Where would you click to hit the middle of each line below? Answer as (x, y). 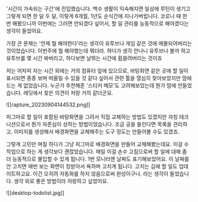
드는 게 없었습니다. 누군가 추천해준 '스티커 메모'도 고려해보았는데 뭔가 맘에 (91, 85)
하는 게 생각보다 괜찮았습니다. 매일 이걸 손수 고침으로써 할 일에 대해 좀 (107, 151)
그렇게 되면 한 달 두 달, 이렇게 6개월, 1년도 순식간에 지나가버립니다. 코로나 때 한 (97, 16)
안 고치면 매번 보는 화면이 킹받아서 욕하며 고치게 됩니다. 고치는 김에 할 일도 (92, 166)
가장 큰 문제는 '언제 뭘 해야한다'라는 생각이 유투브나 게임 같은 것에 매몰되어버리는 (99, 43)
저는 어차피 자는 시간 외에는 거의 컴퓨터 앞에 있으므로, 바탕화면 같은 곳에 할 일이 (98, 71)
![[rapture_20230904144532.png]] (48, 105)
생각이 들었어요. (25, 31)
